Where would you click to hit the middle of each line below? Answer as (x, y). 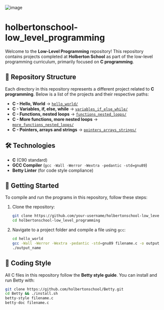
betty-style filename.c (29, 298)
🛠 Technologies (30, 146)
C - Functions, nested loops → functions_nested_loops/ (69, 114)
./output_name (26, 248)
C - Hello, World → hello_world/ (45, 103)
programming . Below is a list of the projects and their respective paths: (77, 94)
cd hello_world (28, 239)
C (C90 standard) (30, 160)
